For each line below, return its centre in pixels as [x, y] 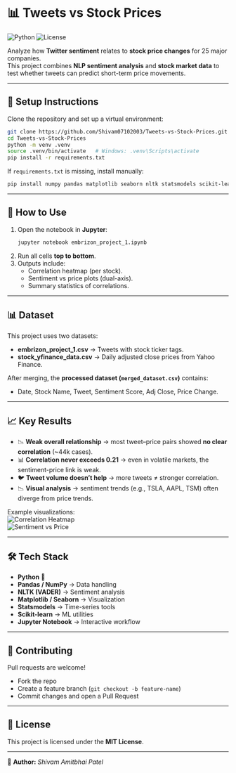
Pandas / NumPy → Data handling [67, 585]
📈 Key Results [40, 421]
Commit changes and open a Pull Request [78, 696]
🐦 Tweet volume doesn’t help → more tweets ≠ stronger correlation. [118, 478]
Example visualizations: [41, 512]
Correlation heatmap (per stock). [75, 271]
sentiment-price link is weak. [59, 470]
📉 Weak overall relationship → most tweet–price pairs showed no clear [122, 442]
